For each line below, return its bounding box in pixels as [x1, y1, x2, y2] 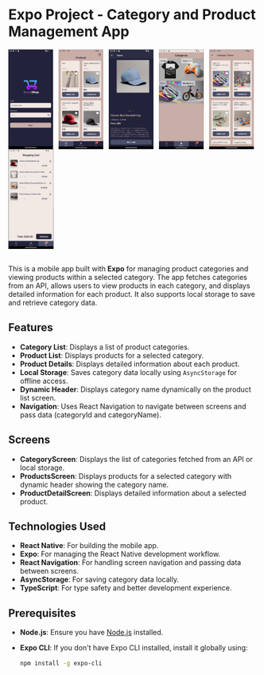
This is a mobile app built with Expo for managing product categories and [8, 263, 249, 273]
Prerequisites [8, 606, 76, 620]
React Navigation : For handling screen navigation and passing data [19, 558, 242, 567]
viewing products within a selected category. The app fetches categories [8, 272, 248, 282]
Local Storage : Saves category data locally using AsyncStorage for [19, 367, 237, 377]
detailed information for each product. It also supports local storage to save [8, 289, 256, 298]
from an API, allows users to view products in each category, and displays [8, 281, 250, 290]
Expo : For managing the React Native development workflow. [19, 549, 221, 559]
